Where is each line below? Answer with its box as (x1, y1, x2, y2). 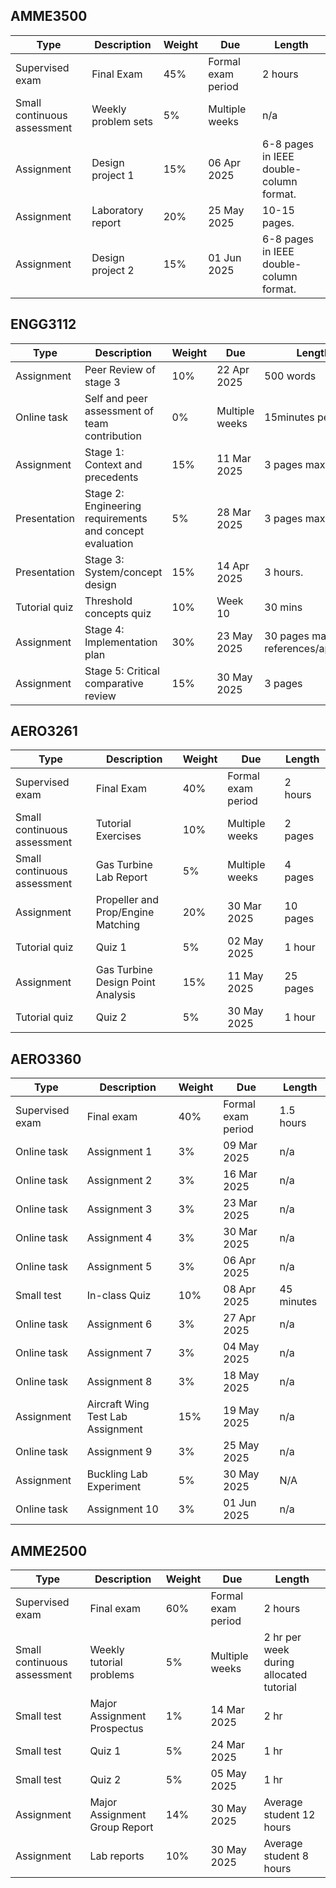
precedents (84, 470, 139, 484)
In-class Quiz (86, 1289, 152, 1303)
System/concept (84, 565, 163, 579)
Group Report (89, 1820, 154, 1834)
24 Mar (210, 1738, 245, 1752)
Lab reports (89, 1849, 145, 1863)
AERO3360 (10, 1050, 82, 1068)
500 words (264, 369, 317, 383)
